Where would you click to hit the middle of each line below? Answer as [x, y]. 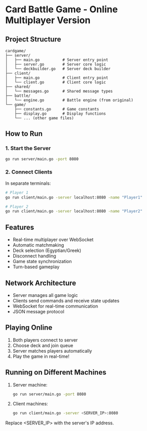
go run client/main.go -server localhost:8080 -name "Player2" [74, 211]
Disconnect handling [34, 256]
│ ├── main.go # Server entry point [57, 60]
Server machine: [30, 384]
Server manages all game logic [45, 295]
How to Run [24, 134]
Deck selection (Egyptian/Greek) [47, 251]
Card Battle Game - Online [62, 9]
